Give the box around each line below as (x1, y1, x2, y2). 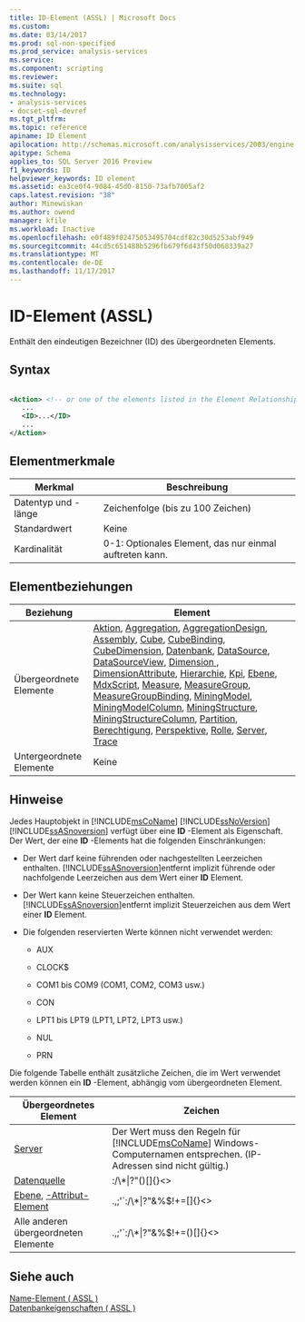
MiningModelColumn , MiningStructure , (93, 701, 259, 713)
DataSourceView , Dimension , (93, 655, 220, 668)
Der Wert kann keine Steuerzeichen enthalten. (22, 890, 195, 900)
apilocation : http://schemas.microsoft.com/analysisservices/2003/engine (9, 140, 295, 149)
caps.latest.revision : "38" (9, 191, 116, 200)
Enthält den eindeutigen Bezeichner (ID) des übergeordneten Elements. (9, 335, 276, 346)
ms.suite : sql (9, 81, 64, 90)
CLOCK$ (35, 962, 70, 973)
